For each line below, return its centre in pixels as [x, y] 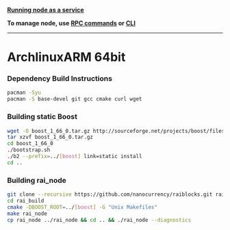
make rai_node [27, 214]
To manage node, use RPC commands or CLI [71, 23]
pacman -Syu [24, 93]
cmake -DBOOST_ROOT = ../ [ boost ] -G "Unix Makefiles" [82, 207]
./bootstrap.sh [29, 150]
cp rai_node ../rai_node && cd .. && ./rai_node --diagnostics [99, 220]
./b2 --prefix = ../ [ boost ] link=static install [75, 157]
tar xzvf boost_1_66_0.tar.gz [50, 137]
